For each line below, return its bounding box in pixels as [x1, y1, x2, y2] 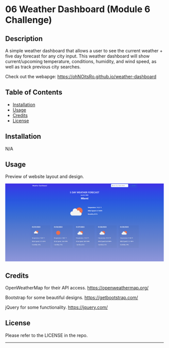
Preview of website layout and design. [5, 173, 84, 180]
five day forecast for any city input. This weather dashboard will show [5, 53, 150, 59]
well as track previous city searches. [5, 64, 81, 70]
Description [5, 34, 43, 43]
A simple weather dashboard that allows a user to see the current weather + [5, 48, 163, 53]
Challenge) [5, 14, 52, 26]
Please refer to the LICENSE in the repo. [5, 332, 88, 338]
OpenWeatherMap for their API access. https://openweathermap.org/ [5, 285, 149, 291]
